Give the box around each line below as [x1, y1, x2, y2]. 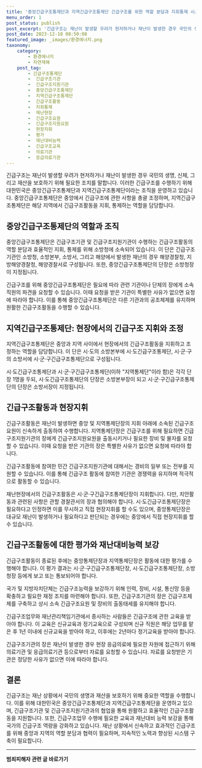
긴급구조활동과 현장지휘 [6, 402, 88, 413]
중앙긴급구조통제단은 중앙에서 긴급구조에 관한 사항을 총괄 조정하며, [14, 194, 170, 202]
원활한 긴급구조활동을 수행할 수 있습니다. [6, 304, 101, 311]
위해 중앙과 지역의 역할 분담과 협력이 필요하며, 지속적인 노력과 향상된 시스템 [12, 729, 189, 737]
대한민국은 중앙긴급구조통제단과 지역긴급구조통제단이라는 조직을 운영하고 [6, 187, 177, 194]
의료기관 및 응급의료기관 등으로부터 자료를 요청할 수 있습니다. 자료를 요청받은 [6, 648, 186, 655]
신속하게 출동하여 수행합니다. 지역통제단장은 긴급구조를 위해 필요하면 [22, 427, 183, 434]
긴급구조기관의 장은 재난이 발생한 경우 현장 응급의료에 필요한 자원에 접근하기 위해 [6, 640, 196, 648]
